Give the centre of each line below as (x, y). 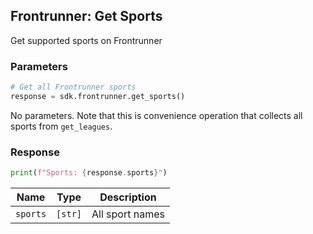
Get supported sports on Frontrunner (86, 40)
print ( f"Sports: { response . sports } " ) (89, 173)
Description (128, 197)
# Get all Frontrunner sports (73, 87)
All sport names (128, 214)
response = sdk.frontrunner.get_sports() (98, 96)
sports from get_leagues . (61, 126)
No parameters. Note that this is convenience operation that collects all (156, 115)
